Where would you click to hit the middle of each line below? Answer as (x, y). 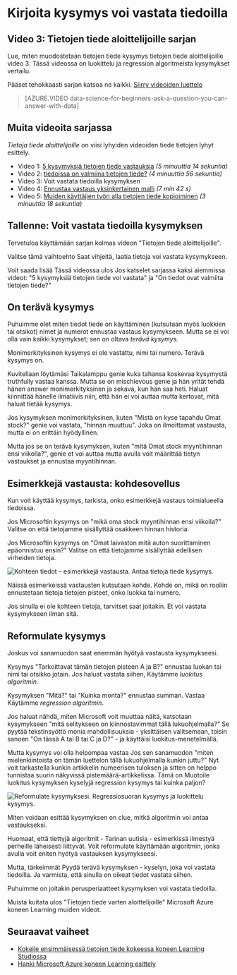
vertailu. (19, 71)
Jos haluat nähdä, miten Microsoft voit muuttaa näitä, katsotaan (99, 717)
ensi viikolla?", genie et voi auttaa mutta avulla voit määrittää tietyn (104, 454)
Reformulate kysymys (57, 636)
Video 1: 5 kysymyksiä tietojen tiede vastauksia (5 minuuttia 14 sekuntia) (122, 166)
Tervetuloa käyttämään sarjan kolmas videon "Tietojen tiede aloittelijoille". (114, 243)
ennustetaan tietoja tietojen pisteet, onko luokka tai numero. (94, 593)
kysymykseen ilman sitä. (43, 614)
